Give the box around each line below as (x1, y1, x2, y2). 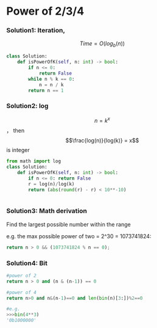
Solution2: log (6, 102, 49, 111)
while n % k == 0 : (28, 76, 75, 82)
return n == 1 (28, 87, 64, 93)
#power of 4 (6, 289, 37, 296)
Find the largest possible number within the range (6, 220, 131, 228)
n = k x (94, 115, 111, 124)
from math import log (6, 158, 61, 164)
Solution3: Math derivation (6, 206, 87, 215)
